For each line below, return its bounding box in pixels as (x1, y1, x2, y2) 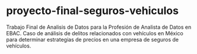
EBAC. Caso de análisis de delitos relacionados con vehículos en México (6, 29, 184, 36)
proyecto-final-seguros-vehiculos (6, 4, 179, 18)
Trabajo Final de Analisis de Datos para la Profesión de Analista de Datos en (6, 23, 192, 31)
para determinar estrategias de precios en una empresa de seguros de (6, 36, 179, 43)
